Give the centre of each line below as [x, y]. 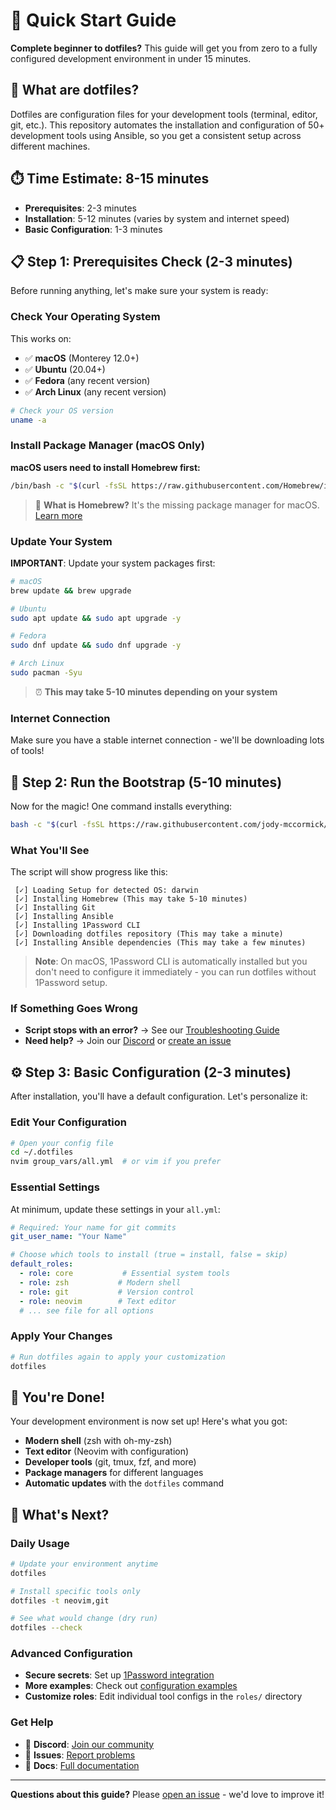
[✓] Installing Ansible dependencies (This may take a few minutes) [160, 943]
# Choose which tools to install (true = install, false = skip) [149, 1255]
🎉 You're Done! [58, 1397]
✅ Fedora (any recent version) [87, 380]
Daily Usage [40, 1543]
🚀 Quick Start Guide [93, 20]
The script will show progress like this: [89, 872]
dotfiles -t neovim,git [60, 1600]
